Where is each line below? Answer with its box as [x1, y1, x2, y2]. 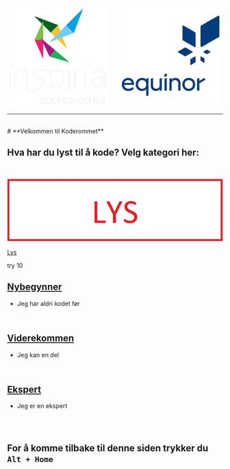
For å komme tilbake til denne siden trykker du [7, 442, 209, 454]
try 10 [7, 261, 23, 269]
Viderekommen [7, 333, 75, 344]
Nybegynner [7, 281, 62, 293]
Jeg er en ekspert [16, 402, 68, 410]
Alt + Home [7, 454, 53, 464]
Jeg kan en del [16, 351, 60, 359]
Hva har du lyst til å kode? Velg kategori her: [7, 147, 200, 159]
